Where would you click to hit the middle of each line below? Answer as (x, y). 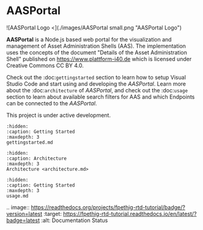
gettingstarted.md (30, 142)
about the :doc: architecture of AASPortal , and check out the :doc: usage (97, 90)
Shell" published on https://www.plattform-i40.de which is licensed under (99, 59)
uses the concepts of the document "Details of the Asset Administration (97, 52)
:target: (53, 213)
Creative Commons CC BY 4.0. (45, 65)
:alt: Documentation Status (74, 220)
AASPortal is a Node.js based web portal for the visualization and (89, 39)
